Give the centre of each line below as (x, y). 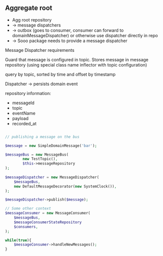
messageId (23, 103)
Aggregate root (29, 8)
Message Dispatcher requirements (40, 50)
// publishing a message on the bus (42, 137)
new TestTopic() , (40, 159)
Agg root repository (32, 20)
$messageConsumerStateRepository (48, 222)
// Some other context (28, 209)
